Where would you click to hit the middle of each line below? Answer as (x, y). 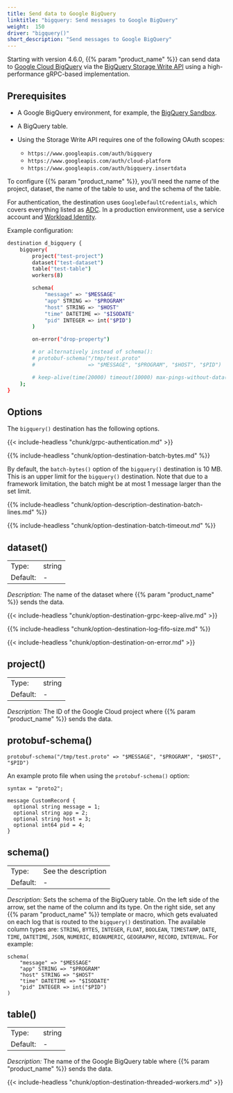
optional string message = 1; (57, 807)
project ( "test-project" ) (68, 256)
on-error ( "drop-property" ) (71, 339)
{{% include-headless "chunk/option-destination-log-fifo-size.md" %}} (109, 629)
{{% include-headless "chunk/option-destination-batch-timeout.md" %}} (112, 526)
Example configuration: (41, 230)
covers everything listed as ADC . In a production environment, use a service (116, 209)
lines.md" (21, 512)
